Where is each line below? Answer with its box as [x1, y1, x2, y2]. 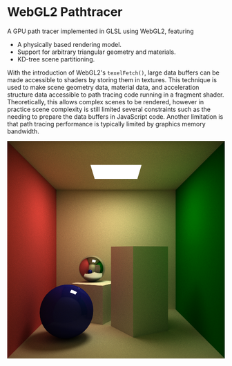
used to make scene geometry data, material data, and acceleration [7, 83, 200, 91]
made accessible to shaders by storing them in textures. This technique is [7, 75, 217, 84]
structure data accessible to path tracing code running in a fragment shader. [7, 90, 224, 99]
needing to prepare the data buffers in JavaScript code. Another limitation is [7, 112, 224, 121]
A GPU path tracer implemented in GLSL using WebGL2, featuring [7, 27, 195, 35]
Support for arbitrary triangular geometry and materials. [17, 48, 176, 56]
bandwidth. [7, 127, 39, 135]
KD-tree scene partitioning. [17, 55, 95, 63]
